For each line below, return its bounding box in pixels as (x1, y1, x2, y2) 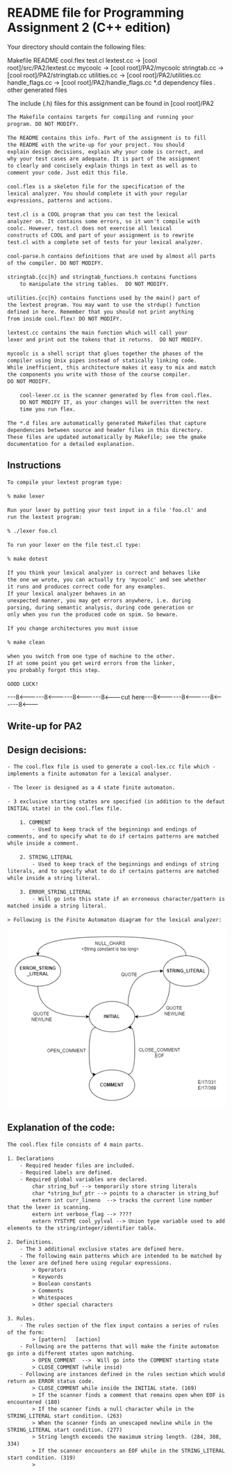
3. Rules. (7, 1315, 36, 1322)
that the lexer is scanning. (7, 1204, 92, 1211)
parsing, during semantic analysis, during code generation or (7, 604, 194, 611)
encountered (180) (7, 1399, 60, 1406)
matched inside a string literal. (7, 902, 108, 909)
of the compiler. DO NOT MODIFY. (7, 260, 104, 266)
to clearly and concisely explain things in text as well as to (7, 162, 197, 169)
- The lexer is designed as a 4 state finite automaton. (7, 784, 176, 791)
